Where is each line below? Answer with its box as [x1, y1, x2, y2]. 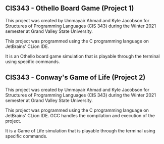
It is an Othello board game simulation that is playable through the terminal [5, 53, 160, 59]
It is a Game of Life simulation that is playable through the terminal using [5, 127, 155, 133]
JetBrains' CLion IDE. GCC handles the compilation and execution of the [5, 112, 155, 118]
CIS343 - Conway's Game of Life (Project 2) [5, 73, 146, 82]
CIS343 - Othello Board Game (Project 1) [5, 4, 134, 13]
